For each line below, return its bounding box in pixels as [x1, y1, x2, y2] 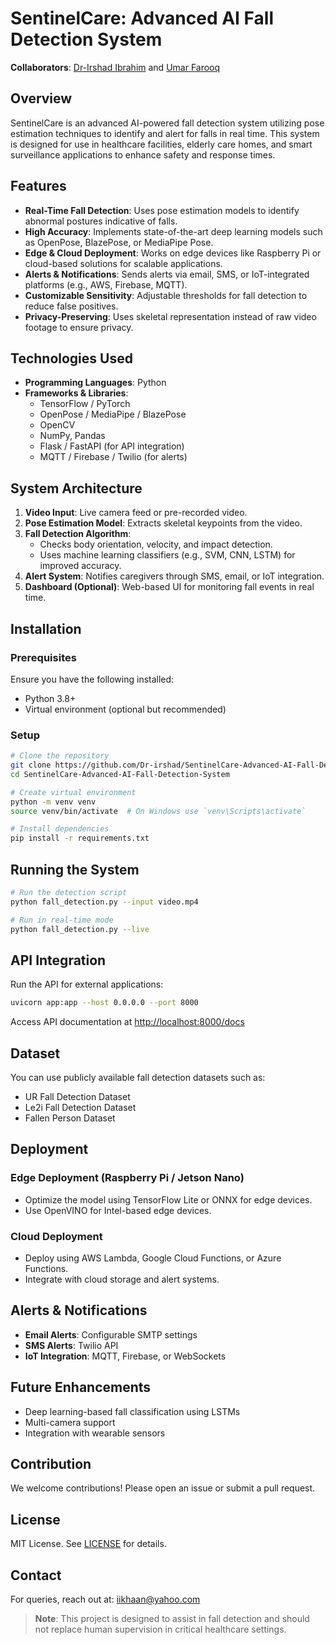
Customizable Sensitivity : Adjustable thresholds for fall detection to [24, 289, 308, 301]
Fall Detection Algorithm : [24, 528, 132, 540]
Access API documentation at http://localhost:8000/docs [10, 1016, 245, 1028]
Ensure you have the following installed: [10, 673, 175, 685]
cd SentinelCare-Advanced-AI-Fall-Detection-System [10, 769, 230, 779]
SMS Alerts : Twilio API [24, 1339, 119, 1351]
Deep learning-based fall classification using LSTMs [24, 1405, 241, 1417]
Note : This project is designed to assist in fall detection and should [34, 1613, 310, 1625]
